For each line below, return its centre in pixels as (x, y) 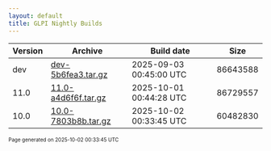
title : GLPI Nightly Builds (56, 23)
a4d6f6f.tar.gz (79, 98)
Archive (88, 51)
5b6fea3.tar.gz (79, 74)
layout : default (35, 16)
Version (28, 51)
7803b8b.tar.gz (81, 120)
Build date (170, 51)
